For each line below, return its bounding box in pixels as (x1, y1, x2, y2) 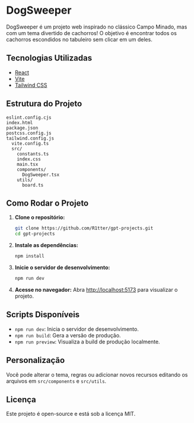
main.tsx (17, 161, 39, 167)
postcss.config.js (6, 130, 52, 136)
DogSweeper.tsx (21, 172, 60, 178)
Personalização (6, 355, 65, 365)
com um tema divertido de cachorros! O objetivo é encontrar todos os (6, 29, 177, 36)
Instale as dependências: (14, 242, 78, 249)
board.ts (21, 182, 44, 188)
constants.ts (17, 151, 49, 157)
